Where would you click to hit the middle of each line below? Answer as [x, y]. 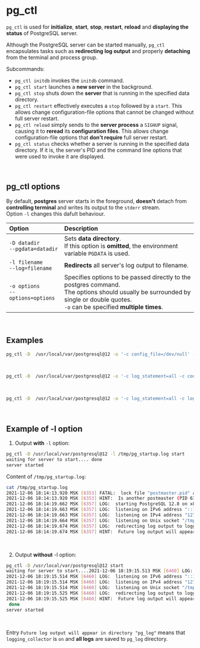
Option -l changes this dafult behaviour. [56, 214]
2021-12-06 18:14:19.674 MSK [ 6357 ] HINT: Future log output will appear [101, 532]
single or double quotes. [98, 300]
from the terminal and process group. [52, 57]
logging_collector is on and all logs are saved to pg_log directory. [87, 639]
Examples [25, 340]
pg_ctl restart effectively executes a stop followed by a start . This [99, 105]
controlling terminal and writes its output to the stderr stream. [83, 207]
